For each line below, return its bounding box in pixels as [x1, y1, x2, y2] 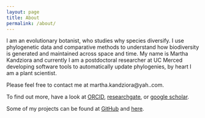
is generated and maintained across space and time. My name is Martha [6, 50, 188, 57]
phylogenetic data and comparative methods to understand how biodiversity [6, 43, 199, 51]
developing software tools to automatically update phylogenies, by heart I [6, 63, 192, 70]
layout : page [6, 9, 40, 15]
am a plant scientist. [6, 70, 57, 77]
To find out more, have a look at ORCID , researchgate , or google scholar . [6, 93, 190, 101]
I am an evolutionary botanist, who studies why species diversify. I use [6, 37, 185, 45]
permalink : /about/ [6, 20, 56, 26]
